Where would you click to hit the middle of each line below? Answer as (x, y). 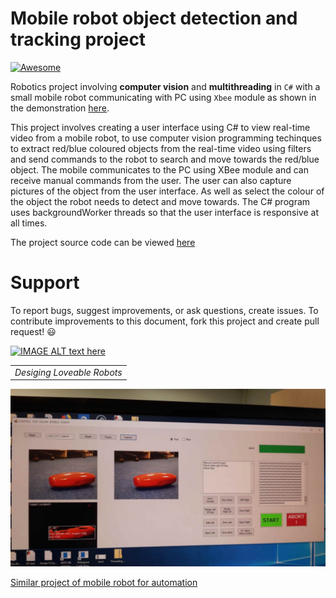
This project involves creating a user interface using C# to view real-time (160, 127)
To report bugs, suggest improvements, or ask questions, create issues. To (164, 310)
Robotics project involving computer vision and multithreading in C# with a (165, 86)
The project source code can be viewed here (103, 242)
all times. (29, 223)
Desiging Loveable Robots (68, 372)
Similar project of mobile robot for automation (104, 582)
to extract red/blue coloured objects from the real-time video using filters (161, 148)
